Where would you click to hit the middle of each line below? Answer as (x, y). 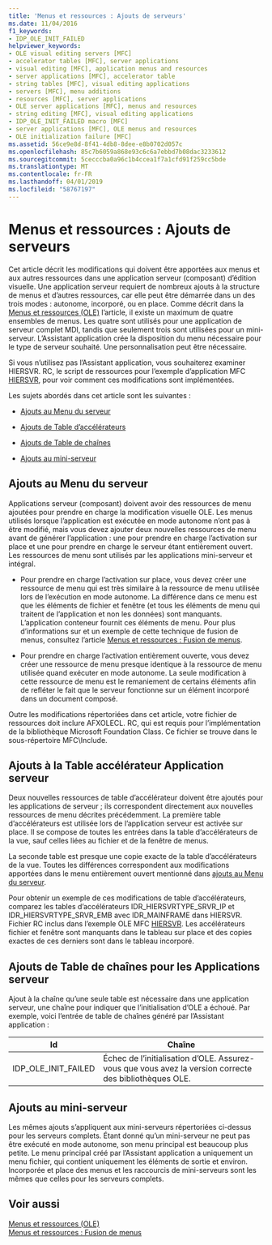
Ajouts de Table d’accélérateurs (73, 427)
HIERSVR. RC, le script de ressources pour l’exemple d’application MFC (127, 371)
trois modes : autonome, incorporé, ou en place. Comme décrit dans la (126, 303)
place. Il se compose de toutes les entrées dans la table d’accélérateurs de (133, 832)
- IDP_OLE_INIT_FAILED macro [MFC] (68, 122)
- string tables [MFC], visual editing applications (99, 84)
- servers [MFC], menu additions (65, 91)
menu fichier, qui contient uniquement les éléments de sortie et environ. (128, 1161)
